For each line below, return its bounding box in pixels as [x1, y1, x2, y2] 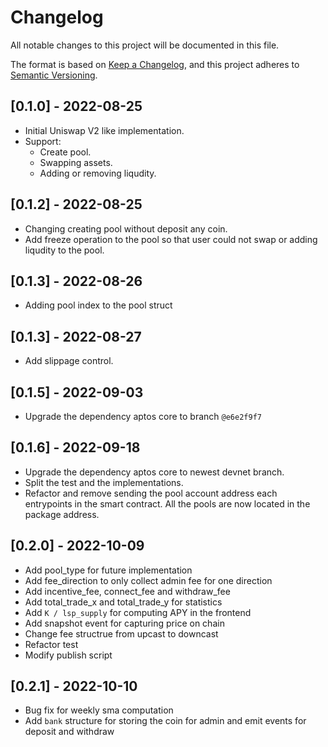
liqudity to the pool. [24, 244, 105, 256]
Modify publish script [24, 649, 113, 661]
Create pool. [39, 146, 92, 158]
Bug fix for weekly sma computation [24, 704, 174, 716]
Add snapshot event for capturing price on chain [24, 617, 225, 629]
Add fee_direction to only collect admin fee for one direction [24, 574, 273, 586]
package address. [24, 508, 100, 520]
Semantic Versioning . [10, 69, 98, 81]
